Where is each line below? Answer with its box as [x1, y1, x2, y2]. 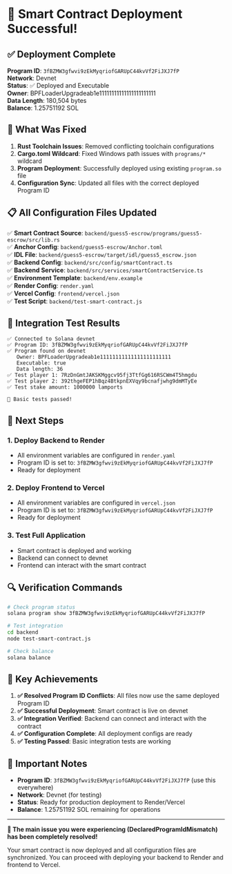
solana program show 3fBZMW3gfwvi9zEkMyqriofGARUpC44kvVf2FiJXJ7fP [7, 610, 206, 617]
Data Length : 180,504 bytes [7, 97, 87, 104]
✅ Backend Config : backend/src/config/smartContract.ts [7, 258, 173, 266]
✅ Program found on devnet [7, 348, 86, 355]
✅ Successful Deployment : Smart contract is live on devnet [17, 707, 188, 715]
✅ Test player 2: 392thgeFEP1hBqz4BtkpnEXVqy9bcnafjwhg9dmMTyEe [7, 378, 197, 385]
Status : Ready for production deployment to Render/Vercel [17, 798, 185, 806]
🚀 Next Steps [7, 414, 64, 427]
